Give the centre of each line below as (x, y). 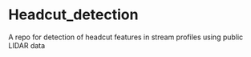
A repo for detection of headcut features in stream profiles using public (126, 37)
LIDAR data (27, 45)
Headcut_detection (73, 15)
